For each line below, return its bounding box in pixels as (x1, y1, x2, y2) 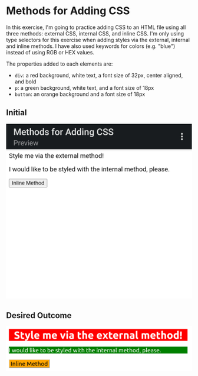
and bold (14, 78, 37, 85)
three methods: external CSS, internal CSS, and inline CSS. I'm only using (6, 30, 184, 37)
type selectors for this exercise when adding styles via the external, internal (6, 36, 190, 43)
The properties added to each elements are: (6, 60, 113, 67)
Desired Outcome (6, 310, 72, 320)
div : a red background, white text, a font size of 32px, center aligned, (14, 72, 183, 79)
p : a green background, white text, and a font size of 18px (14, 84, 154, 91)
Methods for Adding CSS (6, 4, 130, 18)
